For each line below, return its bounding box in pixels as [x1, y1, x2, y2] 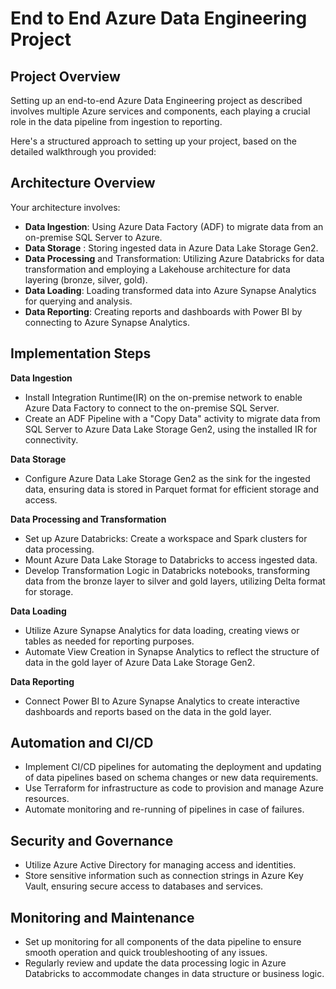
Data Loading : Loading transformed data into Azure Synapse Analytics [24, 284, 317, 296]
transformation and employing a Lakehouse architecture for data [24, 263, 291, 275]
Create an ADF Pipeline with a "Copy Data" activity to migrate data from [24, 412, 321, 424]
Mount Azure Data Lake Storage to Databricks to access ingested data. [24, 553, 318, 566]
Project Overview [10, 68, 121, 85]
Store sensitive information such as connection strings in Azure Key [24, 870, 304, 882]
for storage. [24, 585, 74, 597]
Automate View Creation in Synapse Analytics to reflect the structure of [24, 645, 320, 657]
